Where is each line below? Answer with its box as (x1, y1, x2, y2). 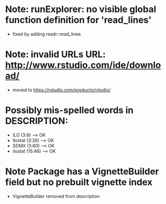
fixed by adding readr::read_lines (12, 31, 81, 37)
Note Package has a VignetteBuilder (5, 166, 159, 177)
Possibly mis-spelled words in (5, 105, 134, 116)
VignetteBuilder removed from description (12, 193, 100, 199)
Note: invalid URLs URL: (5, 49, 106, 60)
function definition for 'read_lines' (5, 14, 152, 26)
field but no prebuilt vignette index (5, 177, 152, 188)
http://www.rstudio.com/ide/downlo (5, 60, 161, 71)
